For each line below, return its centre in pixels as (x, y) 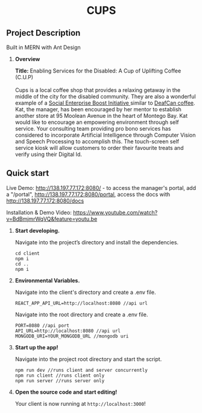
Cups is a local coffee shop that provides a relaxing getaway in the (98, 90)
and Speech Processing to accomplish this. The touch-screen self (97, 141)
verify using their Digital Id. (49, 154)
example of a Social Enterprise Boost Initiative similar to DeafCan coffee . (105, 103)
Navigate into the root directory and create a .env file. (81, 314)
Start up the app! (36, 347)
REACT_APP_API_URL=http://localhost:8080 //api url (81, 303)
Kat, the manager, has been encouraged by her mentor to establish (98, 109)
